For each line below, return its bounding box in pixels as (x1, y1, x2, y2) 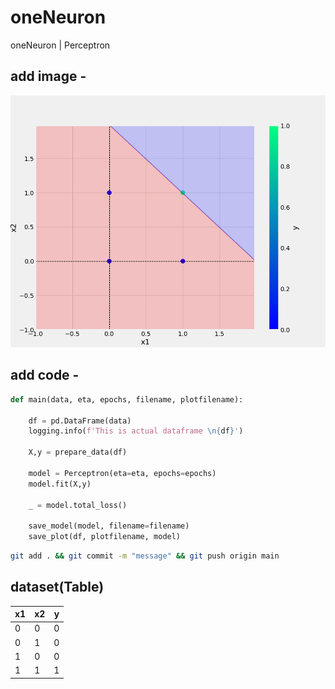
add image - (10, 68, 87, 85)
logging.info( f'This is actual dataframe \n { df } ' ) (28, 426, 244, 436)
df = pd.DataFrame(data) (28, 416, 132, 426)
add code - (10, 367, 80, 384)
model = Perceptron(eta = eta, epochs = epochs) (28, 468, 217, 478)
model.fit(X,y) (28, 479, 92, 489)
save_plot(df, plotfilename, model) (28, 532, 182, 542)
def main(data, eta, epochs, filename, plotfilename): (10, 394, 244, 405)
